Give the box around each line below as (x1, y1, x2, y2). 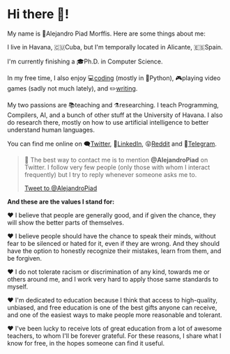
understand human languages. (7, 125, 95, 134)
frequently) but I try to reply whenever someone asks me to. (24, 170, 197, 178)
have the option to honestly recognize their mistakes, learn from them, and (7, 247, 222, 255)
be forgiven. (7, 254, 42, 262)
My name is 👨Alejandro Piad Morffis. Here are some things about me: (7, 29, 206, 38)
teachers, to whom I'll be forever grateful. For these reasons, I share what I (7, 331, 222, 340)
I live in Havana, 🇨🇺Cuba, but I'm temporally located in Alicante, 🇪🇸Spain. (7, 43, 223, 51)
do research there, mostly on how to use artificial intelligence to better (7, 118, 209, 126)
